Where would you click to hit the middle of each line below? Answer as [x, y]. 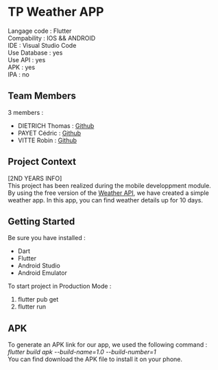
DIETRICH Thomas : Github [56, 125]
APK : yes [22, 67]
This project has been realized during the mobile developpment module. [109, 185]
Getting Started [41, 221]
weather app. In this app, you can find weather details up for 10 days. [105, 200]
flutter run [32, 307]
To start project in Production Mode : [60, 286]
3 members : [26, 112]
